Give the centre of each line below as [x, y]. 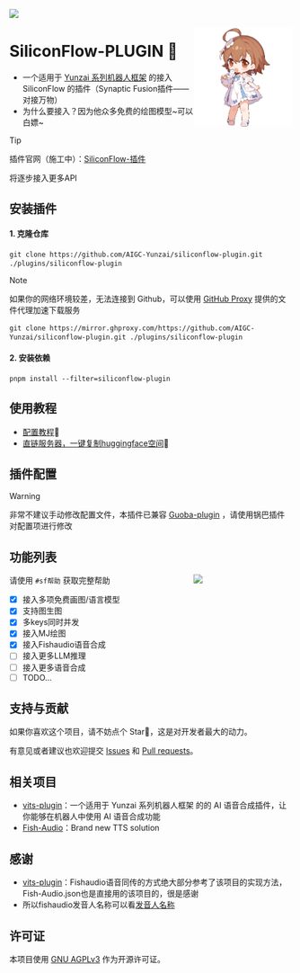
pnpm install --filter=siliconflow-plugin [90, 379]
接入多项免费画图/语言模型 [71, 600]
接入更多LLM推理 [54, 656]
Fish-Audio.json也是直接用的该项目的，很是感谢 [110, 894]
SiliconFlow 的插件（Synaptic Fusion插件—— [106, 88]
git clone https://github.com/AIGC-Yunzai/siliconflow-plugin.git [136, 254]
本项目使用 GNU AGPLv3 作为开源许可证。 [88, 959]
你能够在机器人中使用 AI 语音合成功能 [92, 817]
